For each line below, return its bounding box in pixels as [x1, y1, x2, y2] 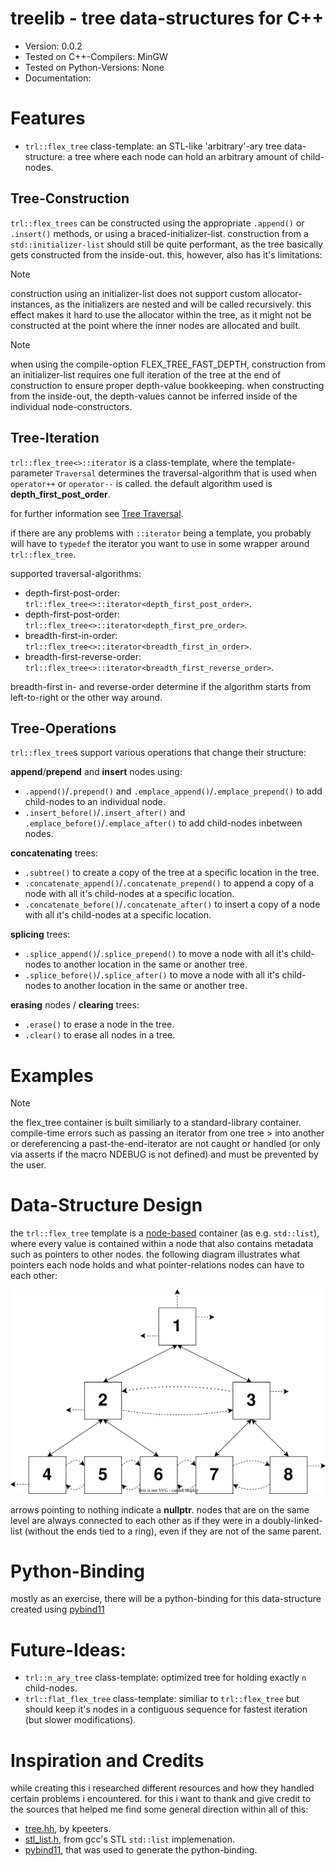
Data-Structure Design [10, 1194, 203, 1217]
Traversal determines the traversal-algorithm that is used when [54, 467, 317, 479]
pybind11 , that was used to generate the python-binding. [24, 1844, 258, 1856]
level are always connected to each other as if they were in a [10, 1514, 261, 1526]
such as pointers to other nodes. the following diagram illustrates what [10, 1248, 301, 1261]
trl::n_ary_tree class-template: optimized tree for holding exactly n [24, 1672, 307, 1684]
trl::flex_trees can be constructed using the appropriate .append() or [10, 217, 305, 229]
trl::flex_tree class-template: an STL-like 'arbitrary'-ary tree [24, 140, 282, 152]
